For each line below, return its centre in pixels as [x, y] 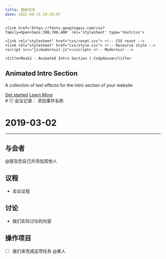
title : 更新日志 [20, 10]
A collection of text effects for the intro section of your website [69, 85]
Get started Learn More [29, 95]
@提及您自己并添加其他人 [31, 161]
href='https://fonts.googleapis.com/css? [62, 28]
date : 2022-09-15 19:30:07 [33, 14]
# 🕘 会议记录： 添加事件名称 [34, 101]
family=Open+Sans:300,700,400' [37, 32]
